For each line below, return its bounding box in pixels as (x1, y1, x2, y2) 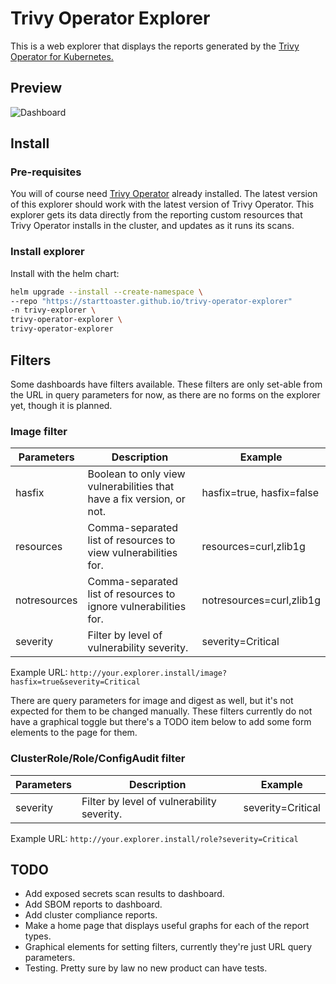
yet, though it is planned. (10, 399, 113, 411)
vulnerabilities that (87, 480, 175, 494)
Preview (10, 80, 63, 97)
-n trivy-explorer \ (10, 305, 97, 316)
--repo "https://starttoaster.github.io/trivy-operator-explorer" (10, 296, 293, 306)
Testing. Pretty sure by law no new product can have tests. (24, 962, 268, 974)
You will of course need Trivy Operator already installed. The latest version (10, 188, 318, 200)
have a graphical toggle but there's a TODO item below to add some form (10, 716, 312, 728)
